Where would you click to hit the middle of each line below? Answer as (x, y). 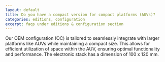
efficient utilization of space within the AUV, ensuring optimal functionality (82, 49)
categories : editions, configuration (45, 19)
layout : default (22, 10)
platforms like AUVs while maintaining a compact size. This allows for (78, 44)
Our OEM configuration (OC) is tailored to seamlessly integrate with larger (82, 38)
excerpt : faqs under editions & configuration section (64, 24)
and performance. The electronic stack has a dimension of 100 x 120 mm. (82, 54)
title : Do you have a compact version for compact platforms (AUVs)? (80, 15)
